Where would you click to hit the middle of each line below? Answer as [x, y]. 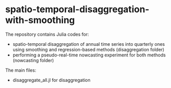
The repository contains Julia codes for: [47, 34]
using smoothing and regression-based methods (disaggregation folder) [88, 49]
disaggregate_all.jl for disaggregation [51, 80]
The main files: [21, 70]
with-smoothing [40, 20]
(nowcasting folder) [33, 60]
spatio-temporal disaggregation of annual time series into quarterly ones [89, 44]
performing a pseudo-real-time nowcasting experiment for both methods [89, 55]
